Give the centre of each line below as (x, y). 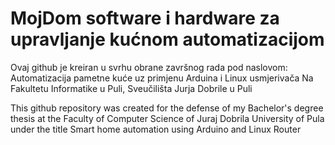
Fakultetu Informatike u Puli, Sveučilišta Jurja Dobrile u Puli (131, 88)
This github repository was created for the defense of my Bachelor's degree (167, 108)
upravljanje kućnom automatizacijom (167, 39)
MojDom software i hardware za (145, 18)
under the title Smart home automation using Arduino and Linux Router (156, 129)
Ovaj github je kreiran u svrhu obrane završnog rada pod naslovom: (149, 67)
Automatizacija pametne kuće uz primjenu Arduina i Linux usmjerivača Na (162, 78)
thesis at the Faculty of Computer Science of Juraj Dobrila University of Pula (167, 118)
